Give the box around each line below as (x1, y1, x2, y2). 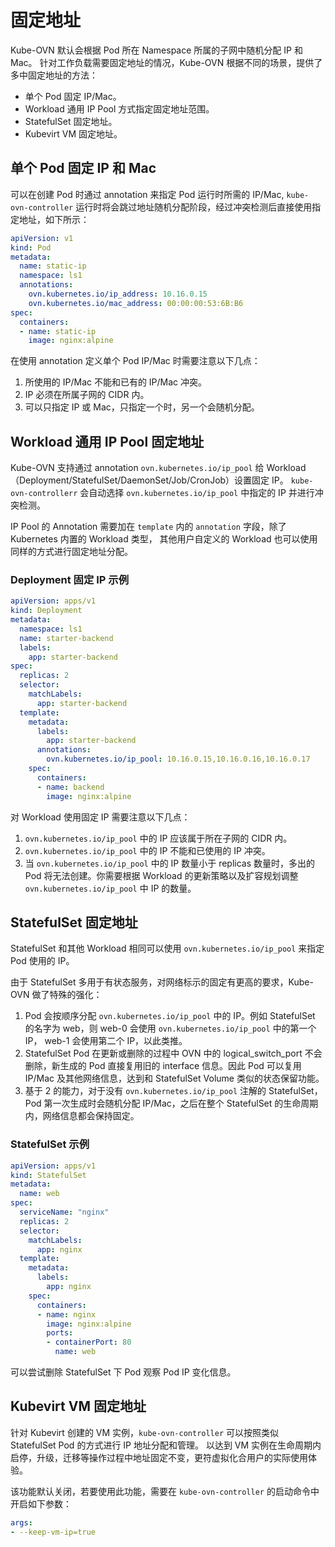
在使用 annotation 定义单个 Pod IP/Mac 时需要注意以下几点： (10, 355, 261, 367)
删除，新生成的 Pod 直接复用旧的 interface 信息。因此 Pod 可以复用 (24, 1060, 302, 1072)
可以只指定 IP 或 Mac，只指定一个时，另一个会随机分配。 (24, 401, 260, 413)
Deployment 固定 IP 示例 (10, 572, 129, 586)
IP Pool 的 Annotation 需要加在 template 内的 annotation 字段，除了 (10, 521, 287, 533)
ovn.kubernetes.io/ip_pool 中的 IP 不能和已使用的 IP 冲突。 (24, 844, 271, 856)
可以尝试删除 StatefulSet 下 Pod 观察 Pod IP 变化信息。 (10, 1366, 237, 1378)
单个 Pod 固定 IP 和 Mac (10, 160, 157, 177)
